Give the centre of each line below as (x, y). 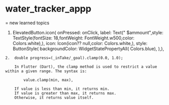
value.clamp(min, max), (48, 80)
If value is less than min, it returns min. (62, 89)
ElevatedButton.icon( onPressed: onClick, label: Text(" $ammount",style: (88, 32)
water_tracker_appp (48, 9)
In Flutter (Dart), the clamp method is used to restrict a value (86, 67)
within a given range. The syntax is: (46, 71)
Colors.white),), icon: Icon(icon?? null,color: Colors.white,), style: (80, 43)
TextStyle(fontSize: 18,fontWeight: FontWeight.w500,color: (74, 38)
